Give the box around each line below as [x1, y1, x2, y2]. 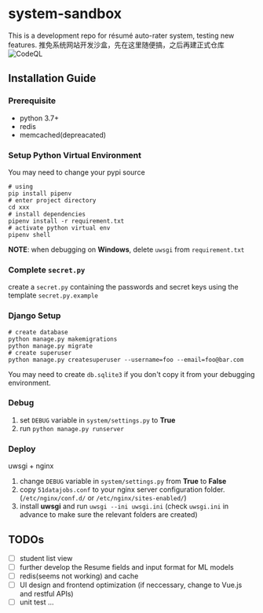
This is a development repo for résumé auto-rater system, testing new [8, 31, 235, 40]
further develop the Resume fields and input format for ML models [19, 562, 234, 571]
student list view [19, 553, 73, 563]
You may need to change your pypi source [8, 167, 145, 177]
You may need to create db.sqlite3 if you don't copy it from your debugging [8, 369, 255, 379]
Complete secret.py [8, 264, 86, 275]
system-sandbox [8, 5, 122, 23]
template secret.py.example [8, 290, 98, 300]
